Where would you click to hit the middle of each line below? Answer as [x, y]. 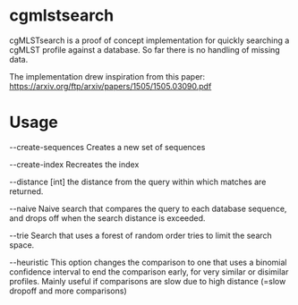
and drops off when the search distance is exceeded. [107, 218]
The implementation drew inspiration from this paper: [107, 76]
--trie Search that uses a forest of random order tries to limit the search [141, 235]
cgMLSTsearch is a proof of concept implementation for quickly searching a [149, 40]
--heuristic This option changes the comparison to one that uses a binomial [148, 262]
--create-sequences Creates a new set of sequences [107, 147]
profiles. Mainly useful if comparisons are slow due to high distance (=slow [148, 281]
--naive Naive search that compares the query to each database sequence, [148, 208]
